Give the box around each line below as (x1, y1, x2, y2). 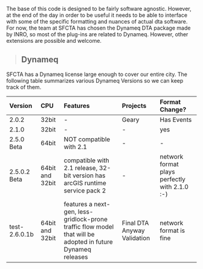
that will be (63, 230, 95, 238)
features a (63, 200, 92, 208)
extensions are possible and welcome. (6, 37, 101, 44)
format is (159, 226, 185, 235)
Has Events (159, 115, 192, 124)
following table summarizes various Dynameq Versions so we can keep (6, 77, 184, 84)
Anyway (121, 226, 145, 235)
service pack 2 (63, 186, 106, 195)
